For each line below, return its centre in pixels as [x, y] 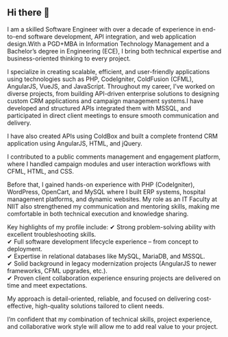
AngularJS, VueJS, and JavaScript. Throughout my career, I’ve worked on [111, 86]
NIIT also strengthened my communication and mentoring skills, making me [114, 206]
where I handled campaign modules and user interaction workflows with [109, 164]
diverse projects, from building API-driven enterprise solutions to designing [113, 93]
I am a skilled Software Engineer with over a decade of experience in [104, 29]
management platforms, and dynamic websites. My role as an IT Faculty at [112, 199]
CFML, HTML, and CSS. [40, 171]
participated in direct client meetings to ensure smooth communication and [113, 115]
